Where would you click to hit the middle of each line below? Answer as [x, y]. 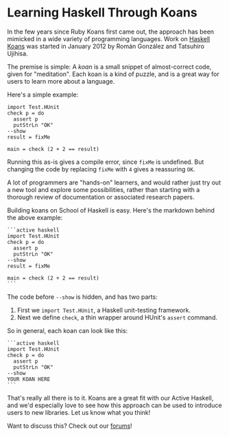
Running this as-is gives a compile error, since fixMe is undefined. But [106, 162]
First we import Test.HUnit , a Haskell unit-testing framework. [104, 310]
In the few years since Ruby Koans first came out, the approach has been [111, 32]
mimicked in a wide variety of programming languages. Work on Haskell [109, 38]
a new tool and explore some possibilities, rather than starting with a [104, 189]
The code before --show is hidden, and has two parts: [82, 297]
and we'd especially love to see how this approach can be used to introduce [114, 405]
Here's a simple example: [43, 95]
